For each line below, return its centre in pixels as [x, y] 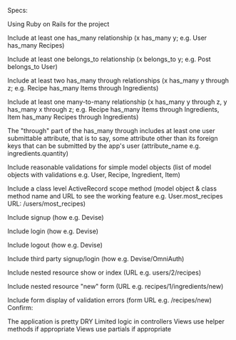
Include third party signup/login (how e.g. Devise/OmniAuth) [96, 259]
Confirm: [20, 308]
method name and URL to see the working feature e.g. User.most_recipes [115, 196]
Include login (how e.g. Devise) [53, 231]
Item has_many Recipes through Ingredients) [73, 117]
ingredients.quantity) [38, 153]
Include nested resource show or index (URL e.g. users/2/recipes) [104, 272]
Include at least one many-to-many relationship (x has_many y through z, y [117, 102]
